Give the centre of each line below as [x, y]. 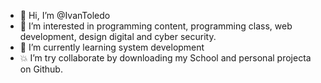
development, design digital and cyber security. [118, 36]
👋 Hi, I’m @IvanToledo [65, 15]
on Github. [41, 69]
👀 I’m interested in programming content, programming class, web [156, 26]
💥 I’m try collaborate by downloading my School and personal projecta [165, 58]
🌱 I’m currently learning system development [112, 47]
